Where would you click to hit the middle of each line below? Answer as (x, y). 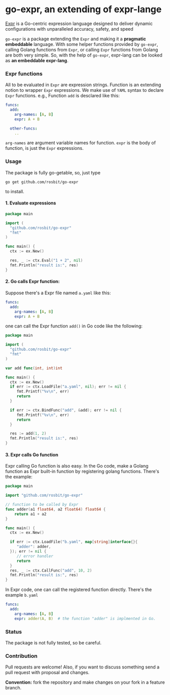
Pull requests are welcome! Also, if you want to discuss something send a (82, 667)
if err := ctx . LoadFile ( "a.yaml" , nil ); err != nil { (68, 387)
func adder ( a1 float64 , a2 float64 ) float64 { (55, 509)
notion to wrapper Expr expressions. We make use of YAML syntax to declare (84, 90)
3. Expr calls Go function (32, 454)
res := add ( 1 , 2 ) (28, 434)
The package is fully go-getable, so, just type (53, 172)
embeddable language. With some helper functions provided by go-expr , (82, 44)
